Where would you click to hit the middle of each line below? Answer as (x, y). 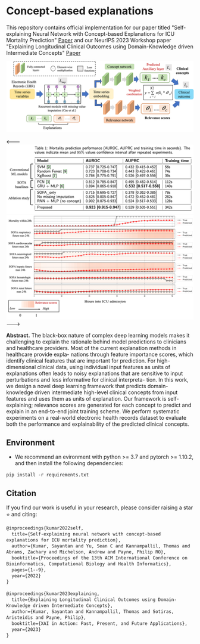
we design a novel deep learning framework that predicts (76, 386)
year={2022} (26, 576)
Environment (31, 442)
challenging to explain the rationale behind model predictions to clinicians (96, 342)
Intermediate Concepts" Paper (43, 52)
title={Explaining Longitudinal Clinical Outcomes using (84, 600)
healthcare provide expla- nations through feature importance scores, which (100, 354)
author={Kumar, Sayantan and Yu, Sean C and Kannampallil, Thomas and (101, 546)
